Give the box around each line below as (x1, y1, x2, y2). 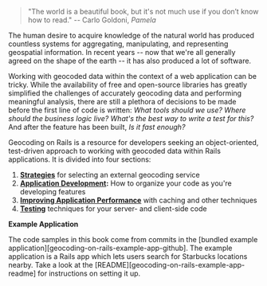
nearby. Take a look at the (8, 261, 93, 269)
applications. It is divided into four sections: (8, 155, 151, 164)
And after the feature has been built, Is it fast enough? (8, 123, 186, 131)
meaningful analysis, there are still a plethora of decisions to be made (8, 97, 237, 106)
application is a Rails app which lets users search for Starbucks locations (8, 252, 248, 261)
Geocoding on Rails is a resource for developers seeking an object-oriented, (8, 138, 259, 147)
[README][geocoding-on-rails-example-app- (94, 261, 245, 269)
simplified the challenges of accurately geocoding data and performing (8, 88, 241, 98)
